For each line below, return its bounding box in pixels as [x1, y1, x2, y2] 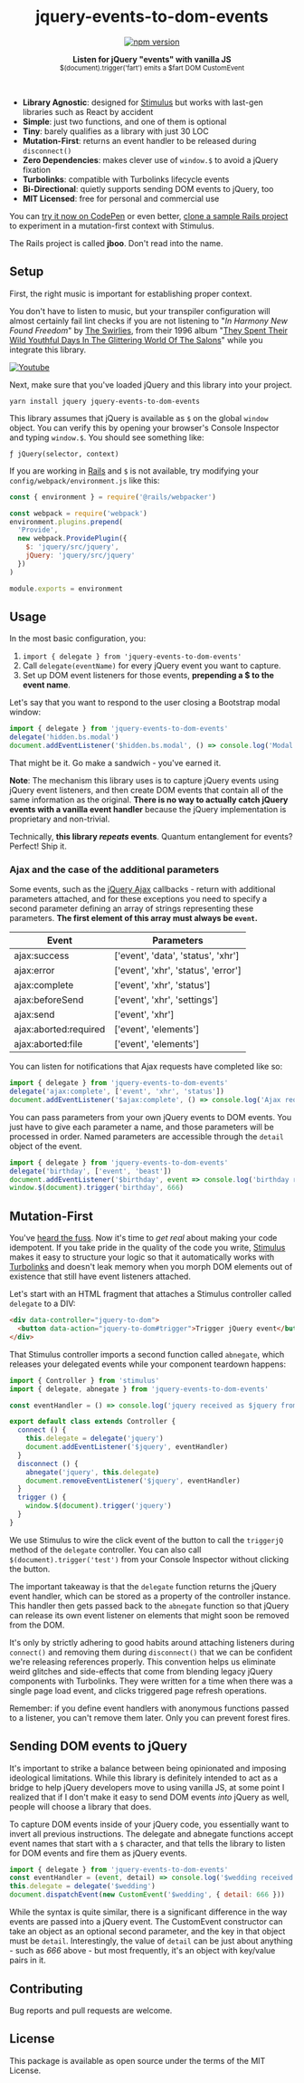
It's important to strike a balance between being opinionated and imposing [9, 1762, 287, 1773]
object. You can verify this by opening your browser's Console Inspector [9, 422, 280, 433]
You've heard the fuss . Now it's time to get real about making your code [9, 1233, 278, 1243]
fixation [22, 164, 52, 175]
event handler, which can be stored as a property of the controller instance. [9, 1590, 291, 1601]
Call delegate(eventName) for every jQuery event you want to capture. [22, 660, 281, 671]
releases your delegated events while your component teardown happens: [9, 1358, 287, 1369]
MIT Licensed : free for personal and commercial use [22, 193, 220, 204]
